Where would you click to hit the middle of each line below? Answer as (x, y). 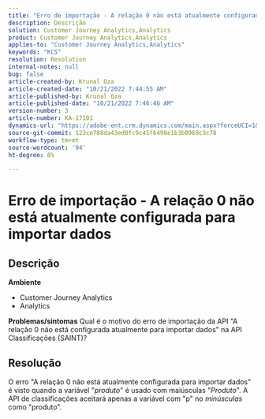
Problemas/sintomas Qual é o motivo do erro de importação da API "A (123, 321)
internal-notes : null (44, 67)
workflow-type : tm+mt (44, 140)
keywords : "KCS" (35, 52)
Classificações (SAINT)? (48, 338)
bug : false (26, 74)
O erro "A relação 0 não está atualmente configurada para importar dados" (130, 382)
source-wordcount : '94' (47, 148)
